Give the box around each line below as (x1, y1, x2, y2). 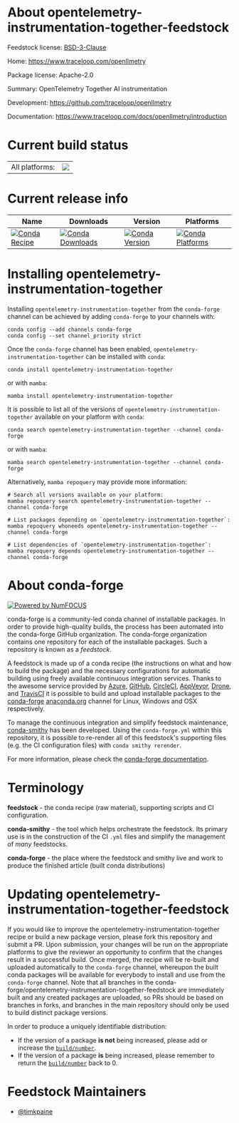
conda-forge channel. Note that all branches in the (7, 978, 154, 986)
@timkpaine (17, 1107, 53, 1116)
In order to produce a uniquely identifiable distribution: (7, 1022, 167, 1030)
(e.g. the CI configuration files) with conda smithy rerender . (7, 741, 181, 749)
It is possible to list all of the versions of (7, 404, 124, 414)
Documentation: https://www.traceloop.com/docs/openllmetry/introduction (7, 112, 228, 120)
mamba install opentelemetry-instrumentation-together (7, 392, 174, 399)
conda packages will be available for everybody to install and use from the (7, 970, 225, 979)
